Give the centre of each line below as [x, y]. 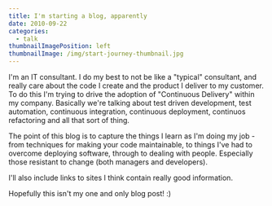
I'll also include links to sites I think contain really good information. [121, 178]
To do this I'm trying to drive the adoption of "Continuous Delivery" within [132, 94]
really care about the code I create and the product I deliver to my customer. [136, 85]
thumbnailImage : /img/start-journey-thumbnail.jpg [96, 54]
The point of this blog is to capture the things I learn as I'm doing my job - [132, 136]
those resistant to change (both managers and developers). [108, 162]
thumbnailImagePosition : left [60, 46]
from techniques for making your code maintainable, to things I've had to [130, 145]
